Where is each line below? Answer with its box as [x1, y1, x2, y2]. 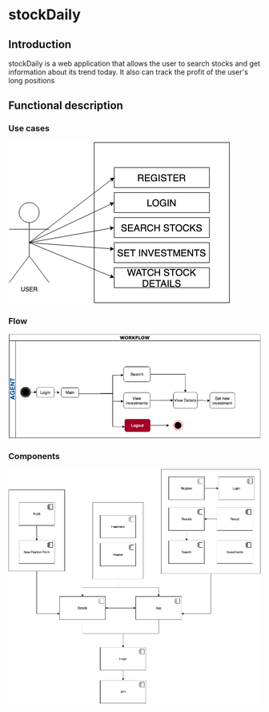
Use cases [8, 123, 50, 134]
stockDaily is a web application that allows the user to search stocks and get [8, 58, 260, 68]
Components [8, 451, 60, 462]
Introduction [8, 38, 72, 51]
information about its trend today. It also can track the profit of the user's [8, 67, 248, 77]
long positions [8, 76, 55, 85]
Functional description [8, 99, 124, 113]
